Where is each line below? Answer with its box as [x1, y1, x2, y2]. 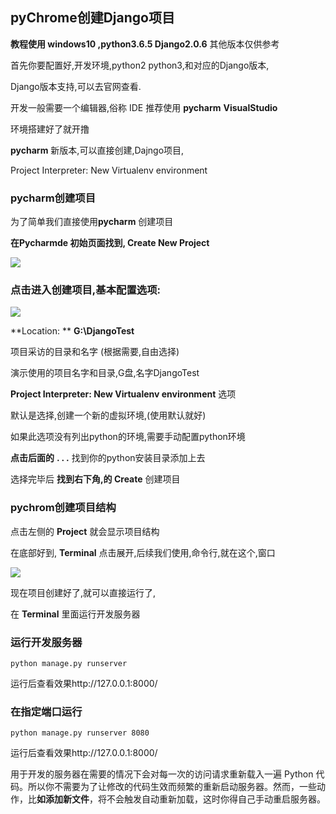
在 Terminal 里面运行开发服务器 [10, 608, 141, 620]
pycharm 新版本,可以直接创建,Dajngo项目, [10, 144, 185, 156]
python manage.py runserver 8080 [10, 728, 150, 738]
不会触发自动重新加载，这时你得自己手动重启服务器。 [106, 793, 326, 805]
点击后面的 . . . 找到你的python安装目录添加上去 [10, 452, 206, 464]
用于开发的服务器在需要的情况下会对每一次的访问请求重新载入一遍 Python [10, 768, 314, 780]
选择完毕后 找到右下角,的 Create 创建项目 [10, 473, 181, 485]
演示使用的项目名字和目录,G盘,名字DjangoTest [10, 367, 200, 379]
